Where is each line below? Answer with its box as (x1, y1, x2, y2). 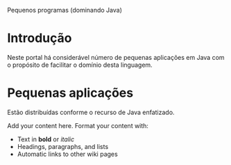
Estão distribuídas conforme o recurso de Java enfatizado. (7, 108, 175, 116)
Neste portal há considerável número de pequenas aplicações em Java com (7, 53, 225, 61)
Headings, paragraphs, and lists (17, 142, 109, 150)
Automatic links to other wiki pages (17, 150, 118, 158)
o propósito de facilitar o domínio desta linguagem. (7, 61, 153, 69)
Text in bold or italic (17, 135, 75, 143)
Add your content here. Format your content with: (7, 121, 149, 129)
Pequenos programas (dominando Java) (7, 6, 123, 14)
